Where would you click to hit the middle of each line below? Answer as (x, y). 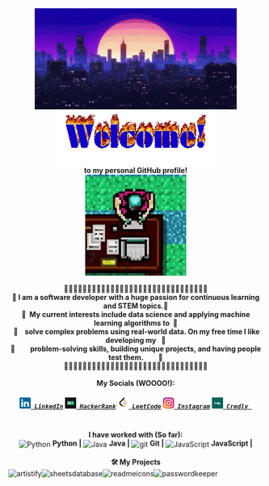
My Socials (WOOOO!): (136, 383)
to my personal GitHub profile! (136, 170)
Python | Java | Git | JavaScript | (152, 443)
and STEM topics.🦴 (136, 306)
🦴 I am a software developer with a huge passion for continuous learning (136, 297)
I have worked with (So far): (136, 435)
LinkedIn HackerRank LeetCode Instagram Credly (141, 406)
